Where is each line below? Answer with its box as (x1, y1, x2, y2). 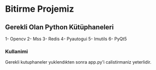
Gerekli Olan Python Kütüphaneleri (5, 23, 114, 31)
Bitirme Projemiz (5, 3, 74, 15)
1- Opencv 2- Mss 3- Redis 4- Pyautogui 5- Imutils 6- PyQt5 (5, 36, 127, 42)
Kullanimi (5, 48, 28, 55)
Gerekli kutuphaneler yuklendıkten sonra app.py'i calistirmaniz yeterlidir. (5, 59, 152, 65)
